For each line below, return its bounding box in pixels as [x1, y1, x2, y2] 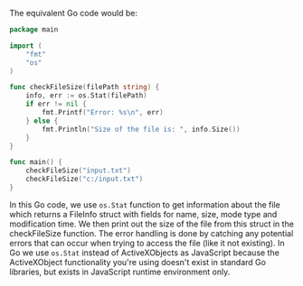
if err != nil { [25, 99, 88, 109]
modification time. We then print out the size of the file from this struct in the [9, 218, 294, 229]
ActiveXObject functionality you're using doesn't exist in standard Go [9, 256, 267, 267]
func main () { [9, 158, 63, 167]
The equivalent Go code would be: [9, 8, 138, 18]
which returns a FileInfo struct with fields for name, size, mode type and [9, 208, 278, 219]
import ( [9, 41, 43, 51]
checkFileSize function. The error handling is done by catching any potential [9, 227, 294, 238]
